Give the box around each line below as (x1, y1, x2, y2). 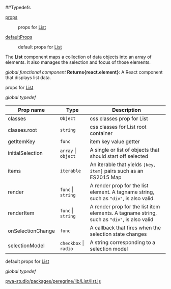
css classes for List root (90, 124, 147, 130)
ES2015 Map (90, 174, 122, 181)
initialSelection (8, 150, 43, 156)
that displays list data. (5, 75, 51, 81)
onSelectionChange (8, 227, 55, 234)
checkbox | (60, 239, 84, 247)
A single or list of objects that (90, 147, 160, 153)
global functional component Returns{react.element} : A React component (5, 69, 163, 75)
